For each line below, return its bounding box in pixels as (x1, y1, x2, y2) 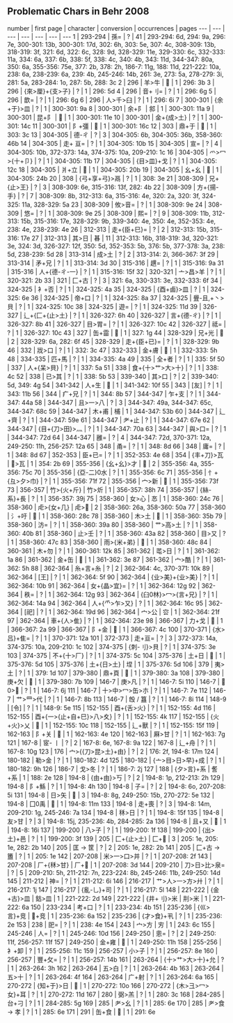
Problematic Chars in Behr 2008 (7, 6, 150, 17)
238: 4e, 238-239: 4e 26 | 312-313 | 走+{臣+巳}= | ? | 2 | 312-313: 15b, (7, 225, 209, 233)
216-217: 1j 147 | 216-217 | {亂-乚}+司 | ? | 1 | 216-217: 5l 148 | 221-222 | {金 (7, 886, 220, 894)
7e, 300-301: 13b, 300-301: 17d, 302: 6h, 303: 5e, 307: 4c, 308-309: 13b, (7, 40, 216, 48)
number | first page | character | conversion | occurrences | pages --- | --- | (7, 24, 225, 32)
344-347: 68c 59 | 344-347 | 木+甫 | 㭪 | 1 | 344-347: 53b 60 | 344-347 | (7, 407, 218, 415)
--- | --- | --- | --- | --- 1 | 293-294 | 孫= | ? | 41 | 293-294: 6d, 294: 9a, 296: (7, 32, 226, 40)
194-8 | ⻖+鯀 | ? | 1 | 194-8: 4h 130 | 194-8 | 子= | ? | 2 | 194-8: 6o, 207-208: (7, 782, 226, 791)
